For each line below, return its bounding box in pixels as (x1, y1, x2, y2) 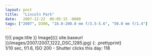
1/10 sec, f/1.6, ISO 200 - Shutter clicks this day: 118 (5, 45, 110, 51)
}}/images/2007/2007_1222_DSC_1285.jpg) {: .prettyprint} (5, 40, 122, 46)
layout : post (5, 7, 32, 12)
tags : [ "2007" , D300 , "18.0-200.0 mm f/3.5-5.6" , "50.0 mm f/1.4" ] (5, 21, 148, 26)
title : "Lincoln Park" (5, 12, 55, 17)
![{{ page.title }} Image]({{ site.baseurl (5, 35, 83, 41)
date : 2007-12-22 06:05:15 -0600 (5, 16, 81, 21)
